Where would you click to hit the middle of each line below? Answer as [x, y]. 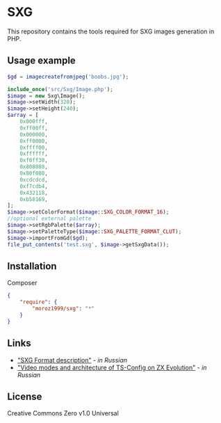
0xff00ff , [34, 128]
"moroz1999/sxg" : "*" [64, 309]
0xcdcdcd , [34, 179]
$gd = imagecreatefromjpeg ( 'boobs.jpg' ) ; [68, 77]
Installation [32, 266]
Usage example [42, 61]
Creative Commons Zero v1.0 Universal [63, 413]
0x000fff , [34, 122]
